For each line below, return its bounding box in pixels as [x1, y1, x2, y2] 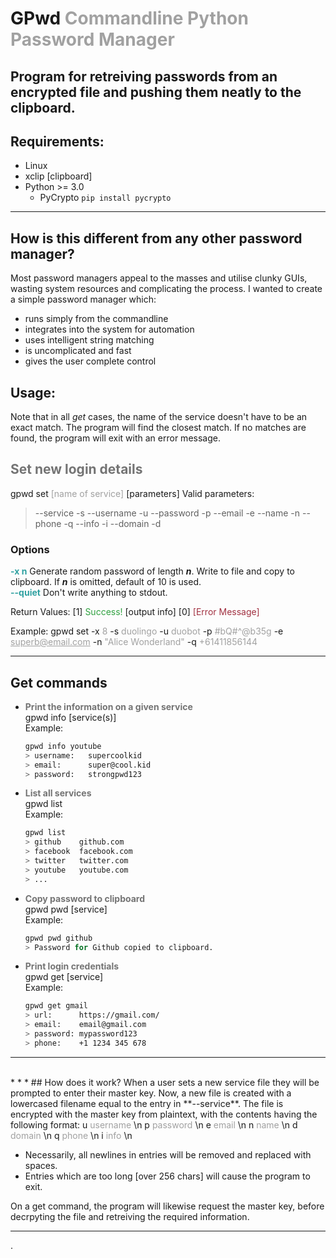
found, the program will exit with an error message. [10, 432, 221, 444]
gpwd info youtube [24, 741, 102, 751]
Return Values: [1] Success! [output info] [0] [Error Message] [10, 606, 260, 618]
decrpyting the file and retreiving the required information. [10, 1210, 250, 1222]
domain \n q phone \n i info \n [10, 1129, 133, 1141]
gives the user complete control [24, 355, 157, 367]
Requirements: [10, 133, 105, 150]
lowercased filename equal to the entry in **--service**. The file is [10, 1097, 284, 1109]
